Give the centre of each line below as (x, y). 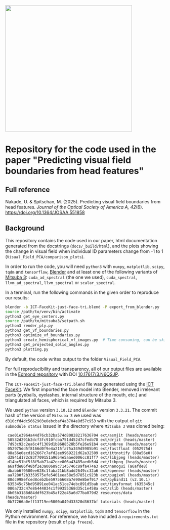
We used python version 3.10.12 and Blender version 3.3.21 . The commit (81, 410)
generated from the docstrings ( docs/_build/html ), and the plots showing (82, 246)
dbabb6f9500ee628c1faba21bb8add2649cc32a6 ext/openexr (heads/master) (83, 471)
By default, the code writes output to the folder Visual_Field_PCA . (73, 359)
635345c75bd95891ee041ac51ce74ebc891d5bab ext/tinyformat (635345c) (81, 484)
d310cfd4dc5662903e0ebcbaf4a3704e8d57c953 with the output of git (74, 421)
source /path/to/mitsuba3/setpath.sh (45, 321)
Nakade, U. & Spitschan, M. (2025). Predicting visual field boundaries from (83, 202)
